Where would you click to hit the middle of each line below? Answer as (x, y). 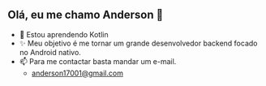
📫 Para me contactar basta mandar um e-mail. (98, 61)
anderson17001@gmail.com (77, 73)
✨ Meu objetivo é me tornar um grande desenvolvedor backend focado (138, 43)
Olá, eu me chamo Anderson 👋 (86, 15)
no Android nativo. (50, 52)
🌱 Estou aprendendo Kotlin (64, 34)
